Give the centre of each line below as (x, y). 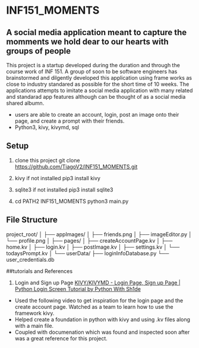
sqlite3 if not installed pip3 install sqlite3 (64, 189)
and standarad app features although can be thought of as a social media (96, 97)
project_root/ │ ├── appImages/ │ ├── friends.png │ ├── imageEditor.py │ (99, 234)
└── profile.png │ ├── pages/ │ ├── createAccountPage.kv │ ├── (89, 240)
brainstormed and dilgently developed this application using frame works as (99, 78)
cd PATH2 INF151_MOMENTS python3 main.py (72, 201)
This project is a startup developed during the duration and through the (93, 65)
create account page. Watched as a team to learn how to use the (94, 306)
